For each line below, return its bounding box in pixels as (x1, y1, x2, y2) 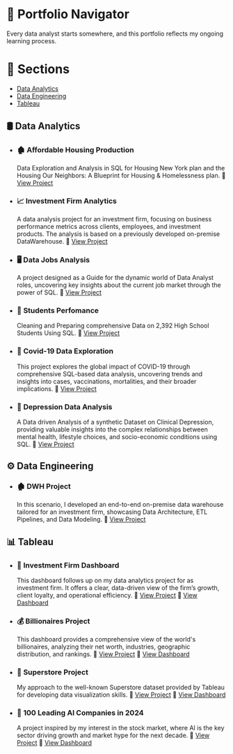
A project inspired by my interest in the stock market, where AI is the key (16, 724, 225, 732)
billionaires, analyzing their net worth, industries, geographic (16, 642, 191, 651)
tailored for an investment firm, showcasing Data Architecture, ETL (16, 508, 208, 516)
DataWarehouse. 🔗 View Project (16, 237, 109, 245)
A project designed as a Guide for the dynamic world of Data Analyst (16, 274, 214, 282)
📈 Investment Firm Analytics (16, 196, 118, 206)
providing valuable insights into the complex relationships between (16, 425, 208, 434)
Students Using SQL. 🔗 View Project (16, 329, 120, 337)
